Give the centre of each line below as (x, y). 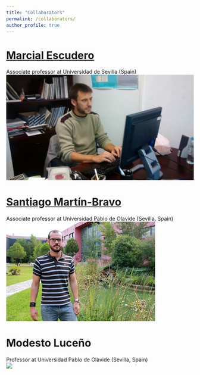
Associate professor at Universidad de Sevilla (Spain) (71, 72)
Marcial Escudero (50, 55)
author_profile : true (33, 25)
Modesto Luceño (49, 343)
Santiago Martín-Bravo (64, 202)
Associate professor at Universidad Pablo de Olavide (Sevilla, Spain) (90, 218)
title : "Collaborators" (36, 12)
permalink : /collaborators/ (41, 19)
